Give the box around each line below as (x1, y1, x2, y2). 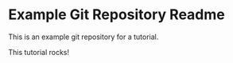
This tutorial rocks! (8, 47, 70, 57)
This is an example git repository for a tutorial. (8, 32, 159, 41)
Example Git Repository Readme (8, 6, 225, 24)
